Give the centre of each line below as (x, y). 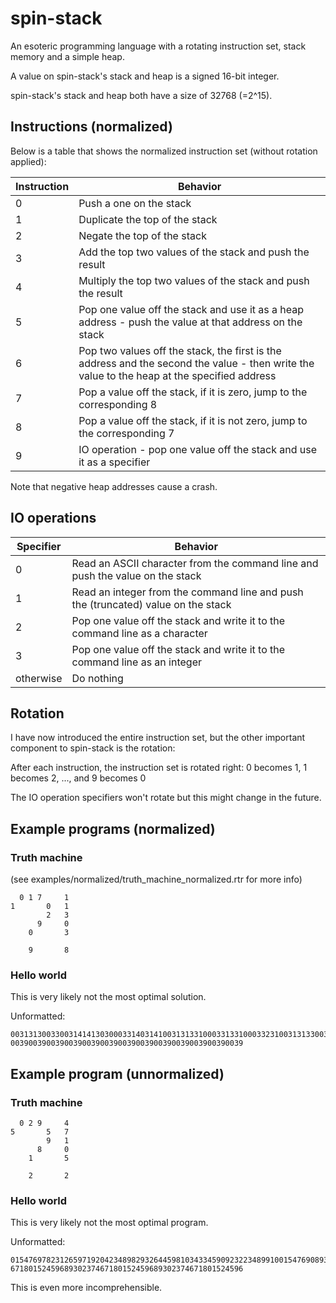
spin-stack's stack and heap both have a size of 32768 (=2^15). (141, 95)
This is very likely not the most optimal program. (109, 1223)
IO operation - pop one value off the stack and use (197, 449)
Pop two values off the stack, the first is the (180, 350)
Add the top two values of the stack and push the (194, 252)
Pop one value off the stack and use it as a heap (191, 309)
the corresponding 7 (126, 433)
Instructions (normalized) (91, 127)
